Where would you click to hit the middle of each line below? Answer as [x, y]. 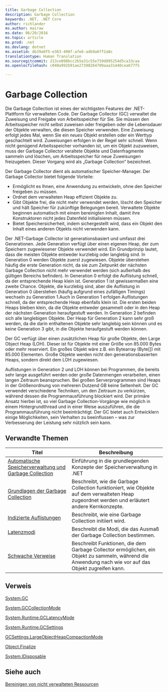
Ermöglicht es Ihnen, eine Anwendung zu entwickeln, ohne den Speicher [87, 186]
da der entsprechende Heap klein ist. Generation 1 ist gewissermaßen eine [82, 281]
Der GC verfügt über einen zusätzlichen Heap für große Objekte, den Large [83, 338]
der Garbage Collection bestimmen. [113, 535]
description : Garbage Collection [40, 14]
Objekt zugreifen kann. [98, 568]
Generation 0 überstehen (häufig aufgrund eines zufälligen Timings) [75, 292]
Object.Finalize [20, 646]
